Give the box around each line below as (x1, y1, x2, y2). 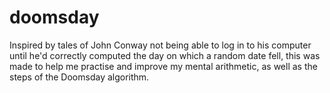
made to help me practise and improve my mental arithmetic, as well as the (9, 60, 318, 72)
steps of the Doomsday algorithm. (9, 71, 150, 83)
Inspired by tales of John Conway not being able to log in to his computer (9, 39, 312, 51)
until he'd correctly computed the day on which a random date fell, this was (9, 49, 321, 61)
